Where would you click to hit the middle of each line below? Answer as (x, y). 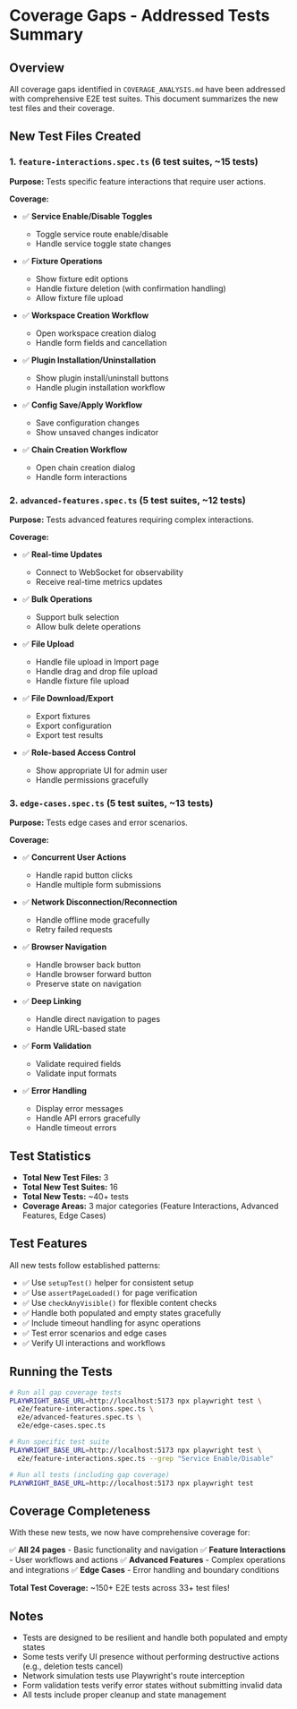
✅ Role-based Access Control (79, 752)
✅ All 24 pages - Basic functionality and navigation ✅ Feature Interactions (148, 1550)
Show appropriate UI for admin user (102, 770)
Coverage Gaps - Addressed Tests (140, 16)
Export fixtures (63, 716)
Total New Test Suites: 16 (70, 1187)
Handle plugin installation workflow (100, 387)
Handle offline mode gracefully (93, 920)
